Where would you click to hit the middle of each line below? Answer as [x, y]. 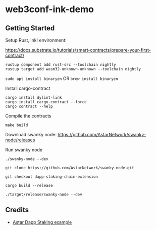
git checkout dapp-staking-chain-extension [52, 177]
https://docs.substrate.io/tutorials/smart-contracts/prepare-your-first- [78, 50]
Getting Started [30, 28]
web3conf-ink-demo [50, 9]
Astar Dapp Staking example [42, 222]
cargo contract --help [29, 106]
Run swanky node [24, 150]
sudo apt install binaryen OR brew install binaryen [62, 79]
